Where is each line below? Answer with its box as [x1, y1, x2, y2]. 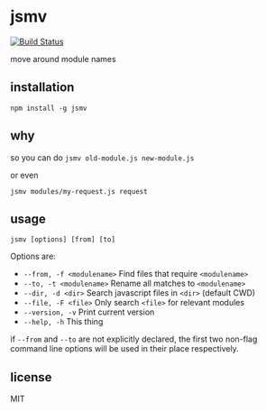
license [10, 370, 52, 385]
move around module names [10, 53, 116, 64]
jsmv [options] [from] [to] [10, 235, 116, 244]
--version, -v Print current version [23, 306, 155, 317]
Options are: [10, 251, 57, 262]
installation [10, 79, 75, 96]
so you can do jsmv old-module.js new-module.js [10, 151, 195, 163]
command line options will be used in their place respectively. [10, 343, 240, 354]
